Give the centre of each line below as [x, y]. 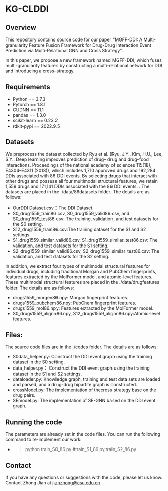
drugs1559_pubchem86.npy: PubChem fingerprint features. [74, 303]
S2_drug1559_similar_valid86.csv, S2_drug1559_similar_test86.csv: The [86, 251]
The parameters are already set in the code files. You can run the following [83, 434]
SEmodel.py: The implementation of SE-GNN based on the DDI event [84, 401]
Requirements [28, 87]
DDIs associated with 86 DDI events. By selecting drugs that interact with [81, 176]
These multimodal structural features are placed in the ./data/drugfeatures [82, 282]
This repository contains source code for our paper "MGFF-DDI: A [74, 39]
